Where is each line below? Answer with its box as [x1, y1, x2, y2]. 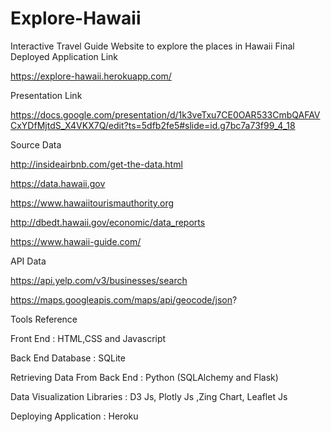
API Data [10, 255, 47, 267]
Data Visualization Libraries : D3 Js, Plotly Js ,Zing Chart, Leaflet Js [10, 390, 288, 402]
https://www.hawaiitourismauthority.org [10, 197, 175, 209]
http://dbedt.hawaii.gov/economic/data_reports [10, 216, 206, 228]
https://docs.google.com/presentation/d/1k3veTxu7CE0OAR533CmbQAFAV [10, 108, 321, 121]
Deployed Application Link [10, 50, 119, 62]
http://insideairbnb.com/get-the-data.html [10, 158, 183, 170]
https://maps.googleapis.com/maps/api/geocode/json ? [10, 293, 238, 306]
